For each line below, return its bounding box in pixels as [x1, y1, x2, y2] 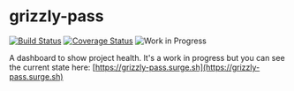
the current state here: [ [9, 62, 95, 72]
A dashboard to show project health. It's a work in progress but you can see [9, 52, 285, 63]
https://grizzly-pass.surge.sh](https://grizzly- [94, 62, 260, 72]
